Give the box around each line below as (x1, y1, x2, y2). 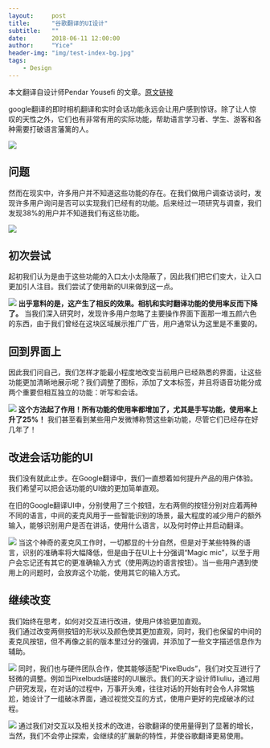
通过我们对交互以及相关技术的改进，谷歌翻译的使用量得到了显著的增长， (18, 721, 258, 730)
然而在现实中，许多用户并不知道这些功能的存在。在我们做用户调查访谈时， (8, 188, 255, 198)
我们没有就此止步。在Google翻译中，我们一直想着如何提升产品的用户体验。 (8, 473, 258, 483)
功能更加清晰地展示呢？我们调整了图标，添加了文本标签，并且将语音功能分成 (8, 378, 262, 387)
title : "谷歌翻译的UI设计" (8, 19, 108, 27)
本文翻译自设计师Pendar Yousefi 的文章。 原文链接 (8, 87, 174, 96)
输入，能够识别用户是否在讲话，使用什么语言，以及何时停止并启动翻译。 (8, 521, 247, 530)
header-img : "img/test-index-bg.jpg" (8, 49, 135, 57)
